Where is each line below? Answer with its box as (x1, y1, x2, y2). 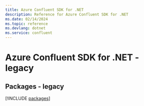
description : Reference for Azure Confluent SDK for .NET (5, 12, 128, 17)
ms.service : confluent (5, 30, 52, 35)
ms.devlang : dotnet (5, 26, 46, 31)
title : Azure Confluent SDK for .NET (5, 7, 84, 12)
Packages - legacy (5, 82, 64, 91)
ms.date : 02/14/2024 (5, 16, 48, 21)
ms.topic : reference (5, 21, 48, 26)
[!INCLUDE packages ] (5, 96, 50, 101)
